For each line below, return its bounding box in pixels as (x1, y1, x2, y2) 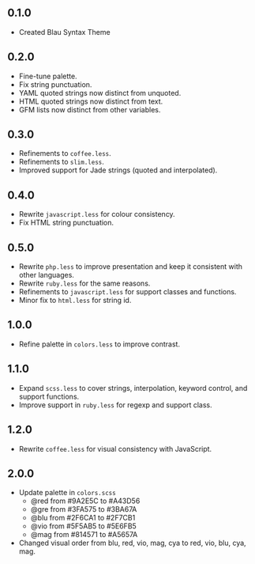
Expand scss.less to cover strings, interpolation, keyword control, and (18, 383, 248, 392)
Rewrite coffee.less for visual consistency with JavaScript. (18, 444, 212, 453)
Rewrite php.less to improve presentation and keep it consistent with (18, 262, 242, 271)
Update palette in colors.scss (18, 488, 116, 498)
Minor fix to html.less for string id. (18, 296, 132, 305)
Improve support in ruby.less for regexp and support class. (18, 399, 212, 410)
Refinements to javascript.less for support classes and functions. (18, 287, 237, 297)
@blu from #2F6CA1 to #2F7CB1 (30, 513, 136, 523)
